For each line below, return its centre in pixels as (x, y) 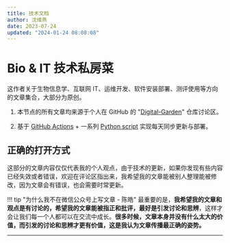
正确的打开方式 (39, 150)
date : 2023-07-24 (32, 26)
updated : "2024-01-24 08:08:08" (53, 33)
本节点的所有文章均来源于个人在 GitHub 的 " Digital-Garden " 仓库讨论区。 (119, 112)
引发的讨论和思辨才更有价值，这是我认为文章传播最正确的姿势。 (115, 225)
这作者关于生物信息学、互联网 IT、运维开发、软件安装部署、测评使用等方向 (113, 89)
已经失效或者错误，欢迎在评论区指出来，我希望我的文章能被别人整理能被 (109, 176)
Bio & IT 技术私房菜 (61, 68)
